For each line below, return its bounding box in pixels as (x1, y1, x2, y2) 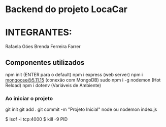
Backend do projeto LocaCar (5, 4, 128, 15)
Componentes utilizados (5, 58, 85, 67)
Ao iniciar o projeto (5, 95, 53, 102)
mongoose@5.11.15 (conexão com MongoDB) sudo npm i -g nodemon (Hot (5, 77, 161, 83)
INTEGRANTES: (5, 27, 72, 38)
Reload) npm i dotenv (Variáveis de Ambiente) (5, 82, 102, 88)
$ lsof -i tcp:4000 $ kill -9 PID (5, 116, 68, 122)
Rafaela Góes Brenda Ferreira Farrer (5, 44, 81, 50)
